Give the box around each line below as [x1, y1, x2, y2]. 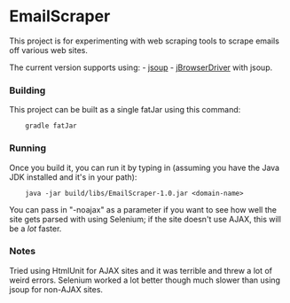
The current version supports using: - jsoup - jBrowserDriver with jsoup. [9, 62, 273, 73]
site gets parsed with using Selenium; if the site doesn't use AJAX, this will [9, 214, 282, 224]
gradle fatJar [25, 121, 77, 130]
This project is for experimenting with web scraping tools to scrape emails [9, 35, 279, 46]
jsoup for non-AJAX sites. [9, 284, 104, 294]
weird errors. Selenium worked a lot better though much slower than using [9, 275, 281, 285]
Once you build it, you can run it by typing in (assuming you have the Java [9, 162, 280, 173]
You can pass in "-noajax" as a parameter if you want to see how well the [9, 204, 278, 214]
